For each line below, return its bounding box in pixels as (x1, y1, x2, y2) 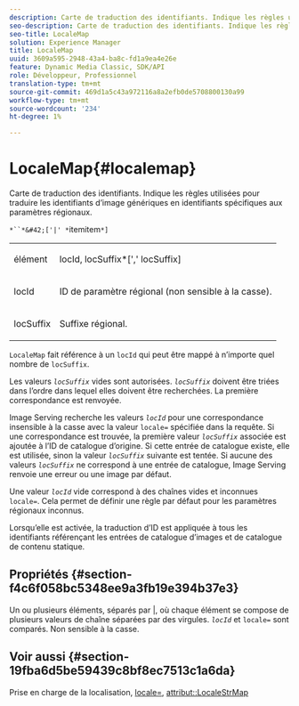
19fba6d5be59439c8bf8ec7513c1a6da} (9, 663, 236, 678)
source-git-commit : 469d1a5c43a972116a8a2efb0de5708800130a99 (9, 87, 245, 96)
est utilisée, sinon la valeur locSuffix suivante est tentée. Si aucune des (9, 450, 273, 461)
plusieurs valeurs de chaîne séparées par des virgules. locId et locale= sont (9, 613, 289, 624)
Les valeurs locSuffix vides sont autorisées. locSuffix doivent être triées (9, 376, 279, 387)
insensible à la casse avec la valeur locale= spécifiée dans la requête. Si (9, 422, 275, 433)
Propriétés (9, 567, 69, 582)
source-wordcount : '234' (9, 104, 101, 113)
